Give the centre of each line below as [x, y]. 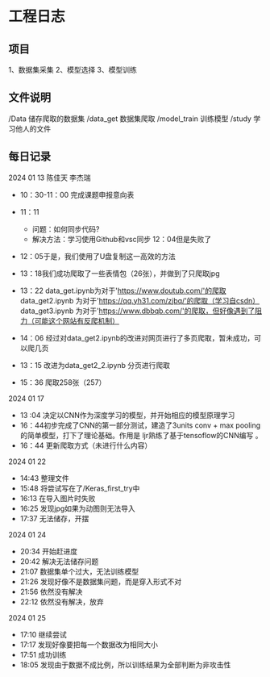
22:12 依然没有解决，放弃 [62, 601]
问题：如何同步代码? [66, 229]
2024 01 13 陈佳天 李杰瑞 [50, 178]
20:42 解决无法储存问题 [59, 561]
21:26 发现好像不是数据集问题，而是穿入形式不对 [101, 581]
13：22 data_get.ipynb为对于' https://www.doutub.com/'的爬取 [123, 290]
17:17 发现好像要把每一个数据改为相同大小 [89, 644]
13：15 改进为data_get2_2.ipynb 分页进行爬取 [95, 365]
